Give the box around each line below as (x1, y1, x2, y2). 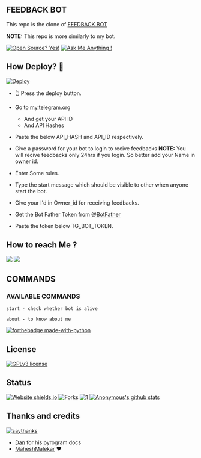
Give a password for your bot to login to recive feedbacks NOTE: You (14, 144, 186, 152)
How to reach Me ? (6, 240, 77, 250)
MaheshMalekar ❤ (14, 445, 62, 452)
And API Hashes (23, 122, 64, 129)
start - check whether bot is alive (6, 306, 98, 312)
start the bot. (14, 187, 47, 194)
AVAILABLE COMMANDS (6, 292, 80, 300)
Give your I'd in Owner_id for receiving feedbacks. (14, 199, 139, 206)
